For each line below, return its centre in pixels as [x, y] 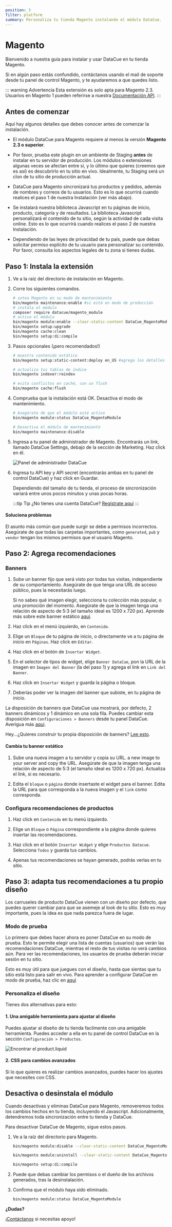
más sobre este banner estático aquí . [52, 616]
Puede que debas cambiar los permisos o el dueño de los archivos [83, 1175]
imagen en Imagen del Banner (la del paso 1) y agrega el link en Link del [89, 667]
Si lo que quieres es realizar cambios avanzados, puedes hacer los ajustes [84, 1072]
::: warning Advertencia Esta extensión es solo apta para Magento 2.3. [80, 90]
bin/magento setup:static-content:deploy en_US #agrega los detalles [89, 360]
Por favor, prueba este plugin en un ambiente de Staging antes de [83, 155]
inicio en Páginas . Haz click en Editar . [53, 642]
